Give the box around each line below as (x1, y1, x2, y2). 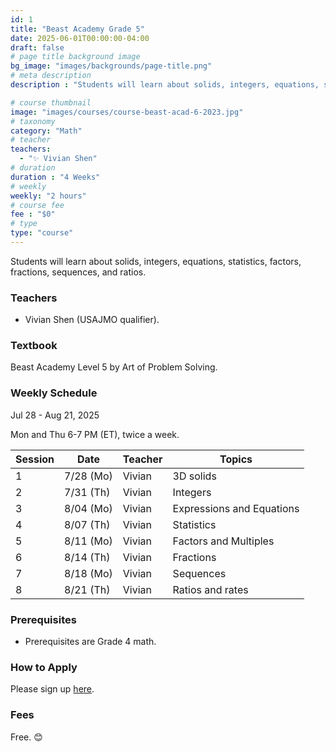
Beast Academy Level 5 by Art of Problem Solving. (10, 361, 218, 373)
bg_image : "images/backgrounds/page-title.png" (10, 61, 213, 71)
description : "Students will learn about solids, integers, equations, (10, 80, 320, 90)
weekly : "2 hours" (10, 191, 87, 201)
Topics (219, 452, 253, 466)
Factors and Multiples (172, 534, 275, 548)
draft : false (10, 42, 65, 53)
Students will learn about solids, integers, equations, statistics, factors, (10, 255, 302, 267)
